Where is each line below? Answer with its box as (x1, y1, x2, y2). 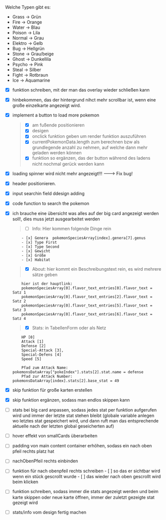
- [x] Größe (21, 253, 46, 258)
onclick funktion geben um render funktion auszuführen (32, 133, 146, 139)
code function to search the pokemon (12, 200, 90, 206)
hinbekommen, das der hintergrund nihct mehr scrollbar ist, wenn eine (12, 97, 156, 103)
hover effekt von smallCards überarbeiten (12, 433, 98, 439)
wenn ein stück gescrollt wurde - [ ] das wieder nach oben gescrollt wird (12, 474, 161, 480)
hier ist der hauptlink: (21, 281, 73, 286)
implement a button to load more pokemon (12, 112, 100, 118)
